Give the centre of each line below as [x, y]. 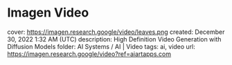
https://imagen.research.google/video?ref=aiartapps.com [89, 54]
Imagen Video [48, 13]
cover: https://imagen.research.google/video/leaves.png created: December [116, 32]
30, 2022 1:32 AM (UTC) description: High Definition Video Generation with [114, 39]
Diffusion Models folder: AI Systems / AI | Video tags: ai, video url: [101, 46]
